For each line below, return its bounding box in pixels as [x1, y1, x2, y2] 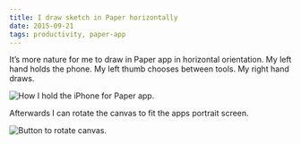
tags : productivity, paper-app [9, 30, 126, 38]
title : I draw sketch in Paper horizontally [9, 13, 178, 22]
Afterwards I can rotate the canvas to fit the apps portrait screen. [9, 108, 249, 119]
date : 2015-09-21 [9, 21, 74, 30]
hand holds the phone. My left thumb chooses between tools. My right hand [9, 64, 289, 74]
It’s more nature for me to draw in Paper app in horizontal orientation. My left [9, 55, 292, 65]
